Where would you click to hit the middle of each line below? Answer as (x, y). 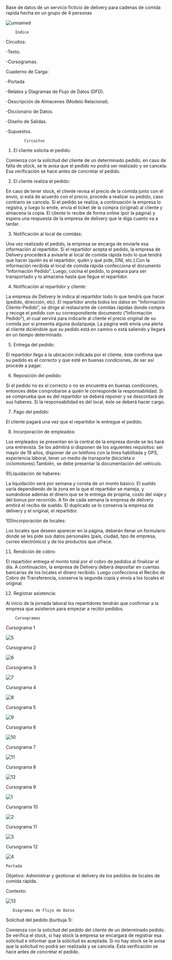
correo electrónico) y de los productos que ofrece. (59, 541)
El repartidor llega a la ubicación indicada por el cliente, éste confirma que (84, 355)
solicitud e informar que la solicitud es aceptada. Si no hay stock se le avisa (85, 941)
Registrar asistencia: (35, 593)
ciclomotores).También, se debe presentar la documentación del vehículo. (84, 464)
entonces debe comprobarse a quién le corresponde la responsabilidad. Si (84, 391)
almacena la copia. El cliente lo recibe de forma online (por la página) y (81, 213)
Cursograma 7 (21, 747)
